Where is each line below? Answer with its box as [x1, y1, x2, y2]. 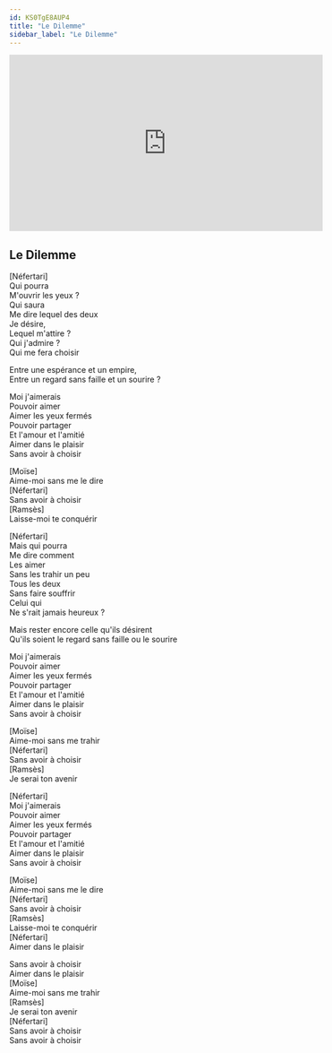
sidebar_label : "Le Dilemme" [9, 30, 118, 39]
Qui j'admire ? [9, 338, 61, 349]
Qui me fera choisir [9, 347, 80, 358]
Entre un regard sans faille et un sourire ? [9, 374, 161, 385]
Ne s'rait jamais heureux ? [9, 607, 106, 618]
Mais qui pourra [9, 540, 68, 551]
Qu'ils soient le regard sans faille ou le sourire [9, 634, 178, 645]
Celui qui [9, 598, 42, 608]
